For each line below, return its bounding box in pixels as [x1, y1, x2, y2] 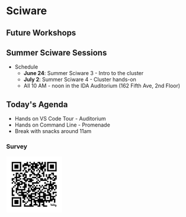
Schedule [14, 63, 39, 70]
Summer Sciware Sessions [6, 47, 107, 57]
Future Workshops [6, 28, 76, 38]
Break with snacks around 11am [14, 128, 92, 135]
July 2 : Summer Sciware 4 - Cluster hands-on [23, 76, 136, 83]
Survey [6, 142, 28, 151]
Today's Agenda [6, 99, 68, 109]
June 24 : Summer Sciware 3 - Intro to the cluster [23, 70, 144, 77]
